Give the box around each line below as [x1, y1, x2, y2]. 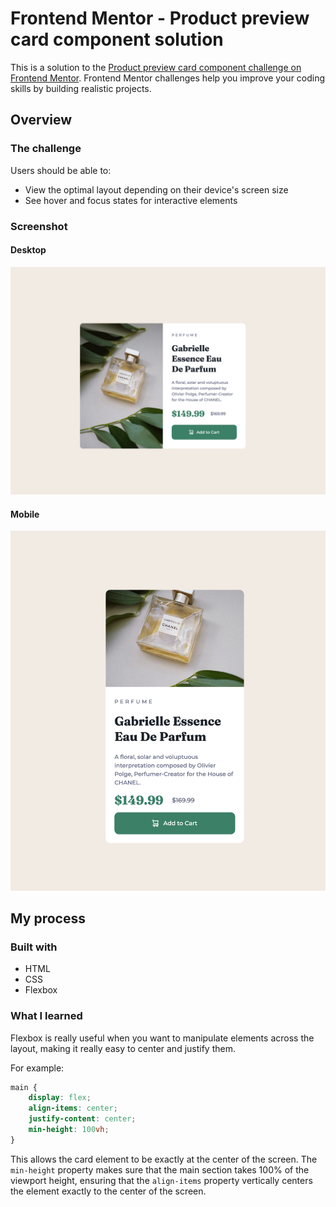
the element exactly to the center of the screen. [10, 1185, 207, 1197]
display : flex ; [28, 1093, 92, 1103]
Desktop [10, 244, 47, 256]
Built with [10, 940, 58, 954]
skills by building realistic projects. [10, 82, 152, 94]
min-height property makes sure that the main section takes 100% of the [10, 1163, 310, 1176]
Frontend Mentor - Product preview [10, 7, 310, 30]
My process [10, 910, 86, 927]
